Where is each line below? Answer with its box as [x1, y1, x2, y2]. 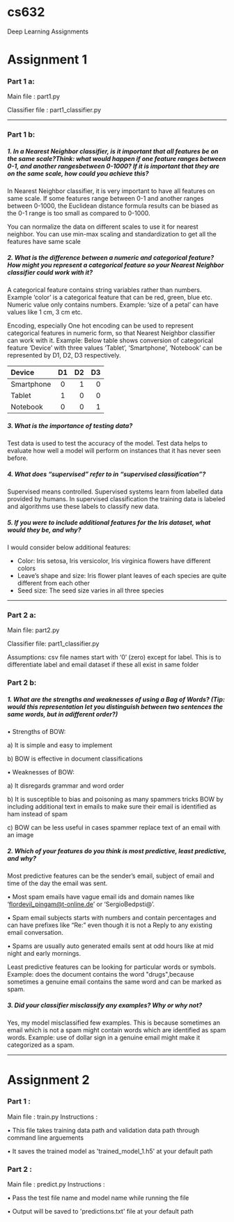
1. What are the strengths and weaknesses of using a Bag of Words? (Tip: [7, 695, 225, 703]
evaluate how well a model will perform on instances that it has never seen [7, 447, 221, 455]
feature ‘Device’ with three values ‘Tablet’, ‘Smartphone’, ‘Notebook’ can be [7, 344, 223, 352]
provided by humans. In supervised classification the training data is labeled [7, 495, 226, 503]
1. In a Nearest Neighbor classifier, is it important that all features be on [7, 147, 219, 155]
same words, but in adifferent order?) [7, 710, 118, 718]
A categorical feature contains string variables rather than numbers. [7, 286, 202, 294]
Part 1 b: [7, 130, 36, 139]
